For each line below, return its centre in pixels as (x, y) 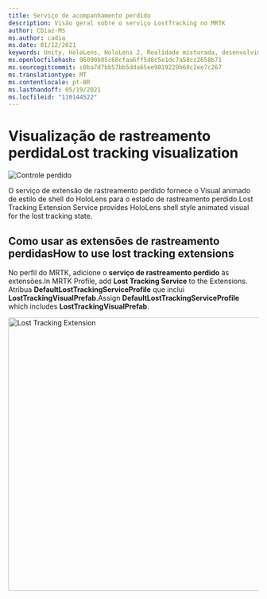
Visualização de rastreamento (110, 136)
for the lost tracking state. (50, 216)
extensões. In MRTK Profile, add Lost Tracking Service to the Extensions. (128, 281)
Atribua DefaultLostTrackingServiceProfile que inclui (97, 290)
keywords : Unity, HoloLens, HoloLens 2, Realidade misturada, (113, 53)
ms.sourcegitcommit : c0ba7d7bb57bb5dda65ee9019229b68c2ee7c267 (115, 68)
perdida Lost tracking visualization (124, 153)
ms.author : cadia (37, 38)
